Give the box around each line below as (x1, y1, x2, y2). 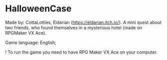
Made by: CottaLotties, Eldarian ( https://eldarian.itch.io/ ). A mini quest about (5, 19, 162, 25)
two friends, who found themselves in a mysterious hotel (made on (5, 24, 143, 30)
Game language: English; (5, 39, 56, 45)
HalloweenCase (5, 3, 72, 14)
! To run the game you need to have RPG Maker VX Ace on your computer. (5, 49, 158, 55)
